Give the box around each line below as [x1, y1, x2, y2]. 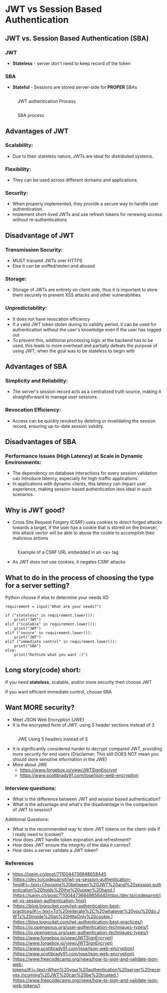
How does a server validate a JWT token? [12, 847, 98, 853]
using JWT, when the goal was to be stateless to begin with [12, 347, 135, 353]
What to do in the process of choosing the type [5, 573, 154, 582]
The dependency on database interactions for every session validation [12, 470, 158, 476]
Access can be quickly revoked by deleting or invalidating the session [12, 417, 156, 423]
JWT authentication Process [17, 98, 76, 104]
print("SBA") [14, 643, 41, 648]
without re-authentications [12, 216, 67, 223]
